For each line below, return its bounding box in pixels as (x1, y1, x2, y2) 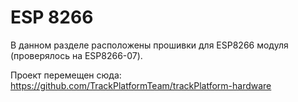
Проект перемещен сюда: (10, 69, 122, 81)
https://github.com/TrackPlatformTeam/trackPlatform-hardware (10, 79, 272, 91)
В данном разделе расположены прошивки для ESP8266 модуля (10, 39, 289, 51)
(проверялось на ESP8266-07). (10, 49, 143, 61)
